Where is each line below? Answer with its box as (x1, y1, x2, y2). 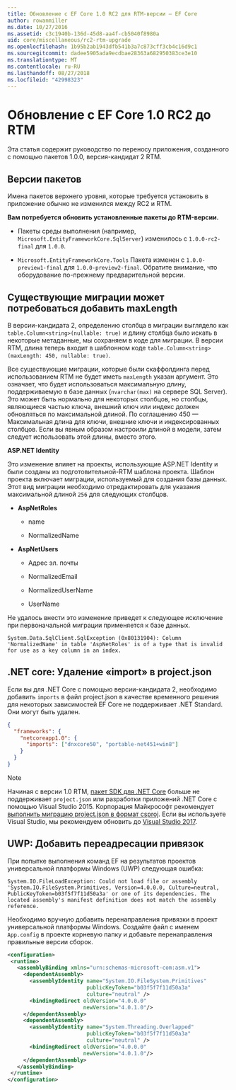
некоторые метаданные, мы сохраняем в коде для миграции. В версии (7, 335, 224, 344)
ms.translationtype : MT (7, 57, 78, 64)
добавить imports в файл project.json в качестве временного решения (7, 692, 219, 701)
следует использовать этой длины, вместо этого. (7, 432, 157, 441)
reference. (7, 902, 40, 910)
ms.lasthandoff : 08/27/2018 (7, 69, 90, 76)
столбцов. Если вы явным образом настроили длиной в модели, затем (7, 425, 222, 433)
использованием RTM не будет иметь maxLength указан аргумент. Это (7, 372, 219, 381)
